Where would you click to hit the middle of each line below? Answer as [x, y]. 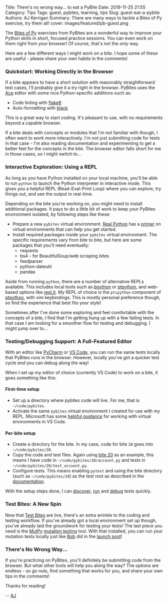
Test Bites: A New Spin [33, 504]
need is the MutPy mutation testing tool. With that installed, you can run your [84, 531]
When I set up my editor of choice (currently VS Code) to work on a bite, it [81, 372]
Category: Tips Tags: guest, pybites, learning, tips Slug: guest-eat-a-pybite [82, 13]
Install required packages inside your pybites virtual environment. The [85, 234]
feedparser [31, 261]
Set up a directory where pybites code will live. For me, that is [76, 400]
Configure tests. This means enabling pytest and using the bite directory [87, 471]
